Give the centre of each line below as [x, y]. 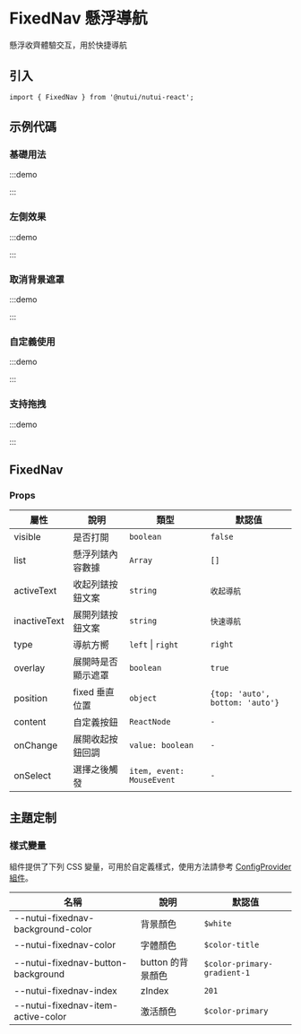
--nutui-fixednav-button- [71, 963]
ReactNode [150, 722]
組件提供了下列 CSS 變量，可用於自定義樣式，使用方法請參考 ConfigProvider [150, 867]
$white [218, 923]
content [30, 722]
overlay [30, 668]
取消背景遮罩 [37, 279]
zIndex [155, 991]
